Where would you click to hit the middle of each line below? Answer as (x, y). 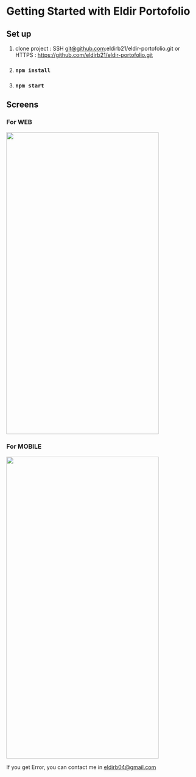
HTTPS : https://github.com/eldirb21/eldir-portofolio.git (84, 55)
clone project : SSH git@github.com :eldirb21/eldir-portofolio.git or (98, 48)
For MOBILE (24, 446)
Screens (22, 105)
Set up (19, 34)
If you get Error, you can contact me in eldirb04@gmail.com (81, 767)
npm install (33, 70)
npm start (30, 86)
